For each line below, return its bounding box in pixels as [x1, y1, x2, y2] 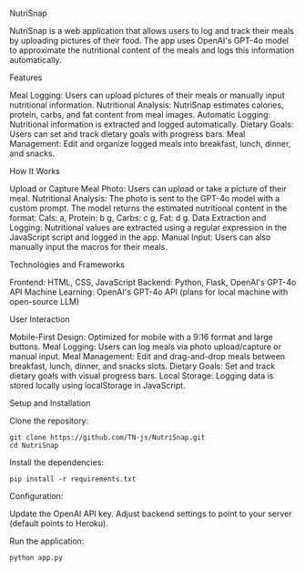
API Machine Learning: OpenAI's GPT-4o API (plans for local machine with [9, 286, 289, 297]
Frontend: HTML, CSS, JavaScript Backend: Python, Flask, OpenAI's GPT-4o [9, 277, 297, 287]
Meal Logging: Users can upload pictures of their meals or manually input [9, 90, 285, 100]
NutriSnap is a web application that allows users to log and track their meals [9, 26, 294, 36]
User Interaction [9, 314, 70, 325]
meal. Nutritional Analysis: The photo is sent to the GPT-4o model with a [9, 193, 280, 203]
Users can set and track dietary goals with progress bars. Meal [9, 129, 246, 140]
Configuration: [9, 491, 64, 501]
